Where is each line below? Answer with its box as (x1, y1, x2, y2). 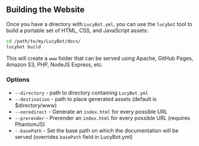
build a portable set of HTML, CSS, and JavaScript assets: (6, 27, 149, 34)
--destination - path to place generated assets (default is (14, 95, 157, 103)
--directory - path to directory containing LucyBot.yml (14, 89, 149, 96)
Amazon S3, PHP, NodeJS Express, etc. (6, 61, 103, 68)
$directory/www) (14, 101, 57, 109)
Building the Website (6, 5, 85, 15)
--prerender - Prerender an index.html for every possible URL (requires (14, 114, 190, 121)
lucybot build (6, 44, 42, 50)
